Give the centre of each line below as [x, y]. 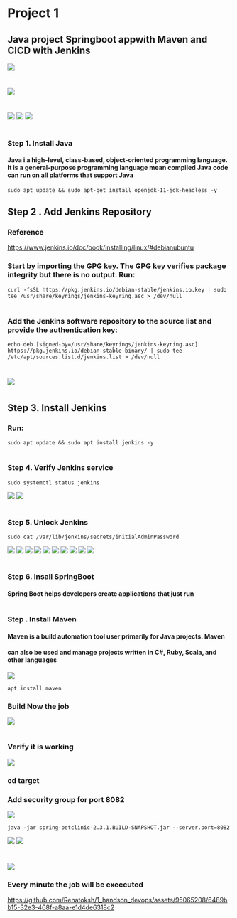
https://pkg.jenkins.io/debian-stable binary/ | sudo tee [95, 351]
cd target [23, 780]
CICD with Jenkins [49, 50]
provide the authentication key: [63, 330]
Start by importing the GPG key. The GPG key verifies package [117, 266]
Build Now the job [38, 706]
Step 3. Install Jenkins [57, 408]
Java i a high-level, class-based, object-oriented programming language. [117, 160]
